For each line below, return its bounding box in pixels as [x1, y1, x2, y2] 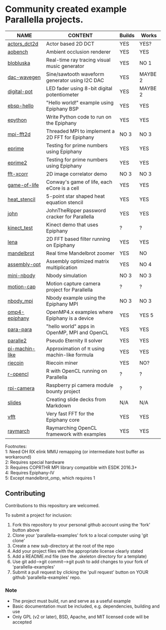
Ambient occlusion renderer [46, 48, 111, 55]
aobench [7, 48, 28, 55]
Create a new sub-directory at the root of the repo [12, 543, 115, 549]
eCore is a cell [46, 184, 79, 191]
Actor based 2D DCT [46, 40, 95, 47]
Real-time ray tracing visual [46, 56, 111, 63]
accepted [12, 619, 32, 625]
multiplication [46, 264, 78, 271]
